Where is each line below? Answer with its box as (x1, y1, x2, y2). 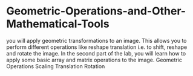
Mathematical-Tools (6, 17, 110, 31)
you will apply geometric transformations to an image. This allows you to (6, 37, 187, 44)
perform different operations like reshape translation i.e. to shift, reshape (6, 43, 188, 51)
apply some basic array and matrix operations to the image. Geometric (6, 56, 183, 63)
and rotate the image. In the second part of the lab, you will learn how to (6, 49, 186, 57)
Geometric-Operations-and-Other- (6, 4, 186, 18)
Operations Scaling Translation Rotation (6, 62, 105, 70)
